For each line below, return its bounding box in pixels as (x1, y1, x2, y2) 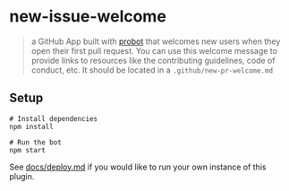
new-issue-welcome (9, 6, 167, 27)
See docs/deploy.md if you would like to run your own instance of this (9, 161, 267, 172)
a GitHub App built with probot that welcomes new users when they (30, 36, 281, 47)
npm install (9, 122, 54, 131)
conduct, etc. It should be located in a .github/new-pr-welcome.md (30, 65, 274, 75)
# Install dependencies (9, 114, 98, 123)
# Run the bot (9, 137, 63, 147)
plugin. (9, 170, 35, 181)
